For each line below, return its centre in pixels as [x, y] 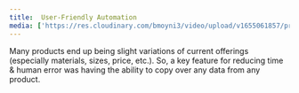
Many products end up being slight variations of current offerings [129, 50]
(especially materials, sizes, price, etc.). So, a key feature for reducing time [146, 60]
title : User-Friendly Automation [73, 17]
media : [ [25, 26]
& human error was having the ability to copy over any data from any [135, 70]
